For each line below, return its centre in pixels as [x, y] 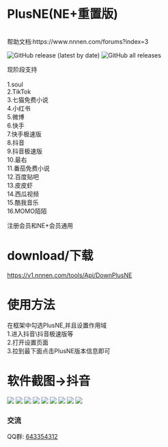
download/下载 [50, 256]
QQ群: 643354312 [32, 437]
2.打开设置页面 [28, 342]
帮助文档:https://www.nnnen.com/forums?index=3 [78, 41]
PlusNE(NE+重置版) [62, 14]
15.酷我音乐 [23, 202]
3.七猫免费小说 [28, 99]
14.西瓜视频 [23, 194]
